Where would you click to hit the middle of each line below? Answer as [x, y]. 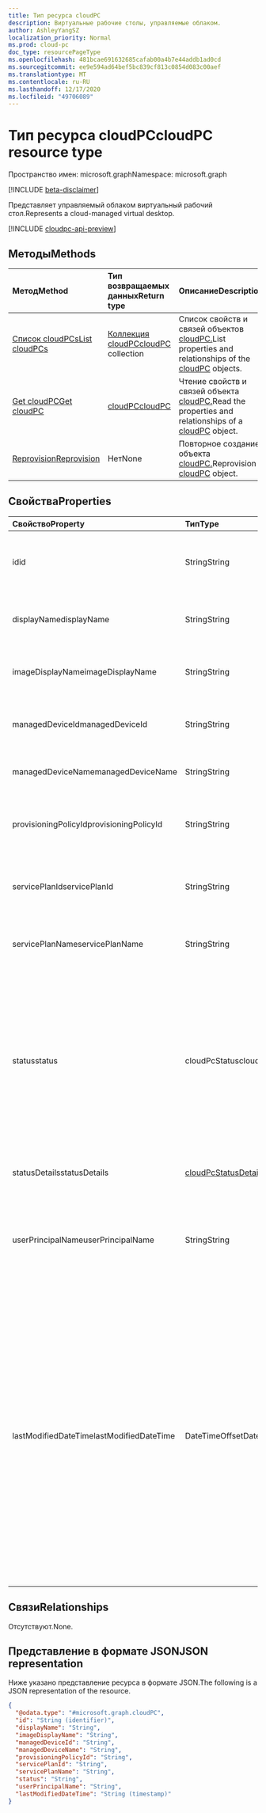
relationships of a [211, 421]
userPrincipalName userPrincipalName [83, 1240]
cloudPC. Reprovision [218, 464]
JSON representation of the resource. [70, 1691]
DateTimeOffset [214, 1435]
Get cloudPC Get [42, 401]
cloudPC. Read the [212, 401]
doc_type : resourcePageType [55, 52]
